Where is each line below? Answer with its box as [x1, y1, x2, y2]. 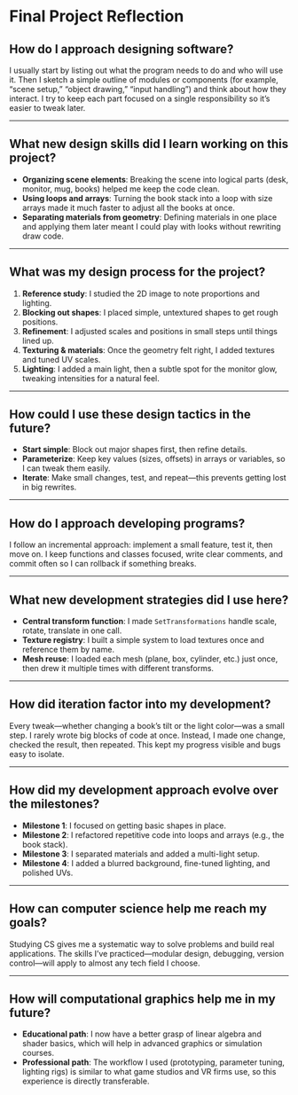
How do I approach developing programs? [9, 516, 246, 531]
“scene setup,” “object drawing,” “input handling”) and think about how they [9, 84, 286, 94]
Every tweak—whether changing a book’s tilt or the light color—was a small [9, 720, 286, 731]
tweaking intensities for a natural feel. [21, 372, 160, 383]
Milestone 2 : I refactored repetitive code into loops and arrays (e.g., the [21, 829, 285, 840]
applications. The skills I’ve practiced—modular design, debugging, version [9, 948, 285, 958]
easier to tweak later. [9, 103, 86, 113]
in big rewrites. [21, 481, 77, 493]
